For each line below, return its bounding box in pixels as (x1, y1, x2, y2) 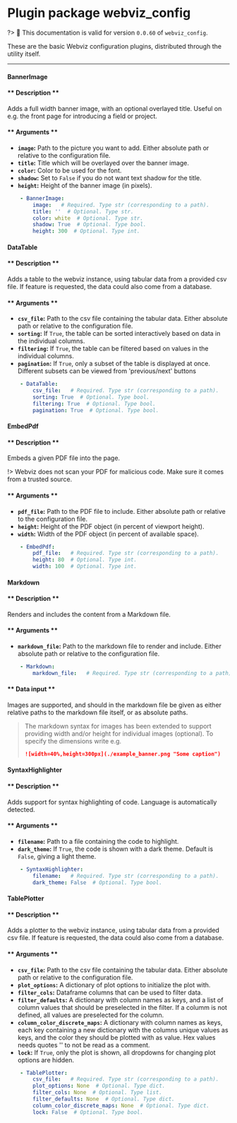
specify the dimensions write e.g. (24, 737, 122, 746)
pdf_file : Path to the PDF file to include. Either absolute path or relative (17, 507, 226, 515)
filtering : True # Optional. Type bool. (32, 400, 157, 407)
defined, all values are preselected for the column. (17, 1011, 164, 1019)
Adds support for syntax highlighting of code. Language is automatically (7, 797, 217, 806)
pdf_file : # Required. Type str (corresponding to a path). (32, 550, 219, 557)
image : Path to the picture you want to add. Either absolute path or (17, 143, 209, 152)
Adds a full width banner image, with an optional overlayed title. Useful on (7, 104, 222, 112)
